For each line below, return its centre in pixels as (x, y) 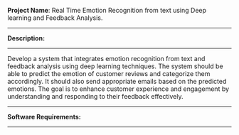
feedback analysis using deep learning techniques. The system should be (115, 66)
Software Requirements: (44, 117)
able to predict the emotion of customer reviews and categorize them (109, 74)
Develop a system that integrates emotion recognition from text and (106, 59)
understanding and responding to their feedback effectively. (95, 96)
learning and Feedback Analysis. (55, 18)
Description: (26, 38)
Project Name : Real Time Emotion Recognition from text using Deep (107, 10)
